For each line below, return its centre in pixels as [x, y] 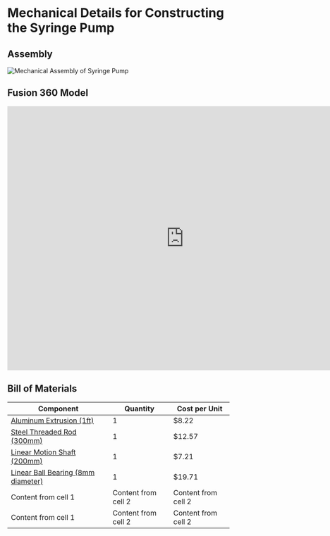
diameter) [27, 481]
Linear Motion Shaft [43, 452]
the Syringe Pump [61, 28]
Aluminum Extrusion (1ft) [53, 420]
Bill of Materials [42, 389]
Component [58, 409]
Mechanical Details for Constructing [116, 13]
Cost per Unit [200, 409]
